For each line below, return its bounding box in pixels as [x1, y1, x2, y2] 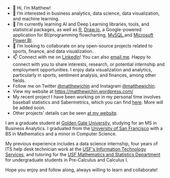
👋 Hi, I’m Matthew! [12, 5, 51, 11]
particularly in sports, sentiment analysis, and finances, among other [12, 72, 156, 78]
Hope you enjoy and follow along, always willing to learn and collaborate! [5, 167, 158, 173]
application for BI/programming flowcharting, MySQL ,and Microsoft [12, 32, 154, 38]
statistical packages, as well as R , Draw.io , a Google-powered [12, 27, 142, 33]
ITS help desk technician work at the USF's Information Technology [5, 146, 146, 152]
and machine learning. [12, 16, 60, 21]
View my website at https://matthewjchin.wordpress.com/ [12, 88, 133, 94]
